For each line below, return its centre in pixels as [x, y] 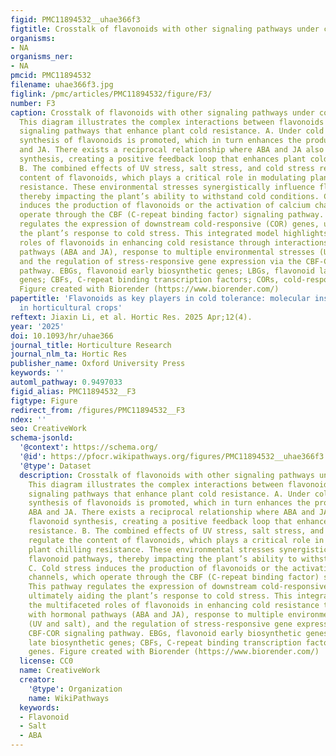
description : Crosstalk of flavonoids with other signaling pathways [167, 475]
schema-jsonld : [42, 438]
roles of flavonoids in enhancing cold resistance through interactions [174, 242]
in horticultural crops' [71, 308]
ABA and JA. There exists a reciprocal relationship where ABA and [171, 512]
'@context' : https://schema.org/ [89, 447]
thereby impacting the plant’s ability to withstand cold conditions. [169, 196]
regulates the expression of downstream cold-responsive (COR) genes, [169, 224]
